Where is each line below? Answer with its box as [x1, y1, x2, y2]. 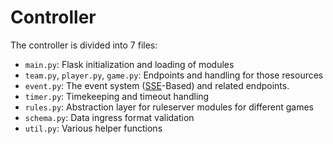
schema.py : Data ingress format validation [24, 111, 195, 123]
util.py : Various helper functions [24, 122, 163, 134]
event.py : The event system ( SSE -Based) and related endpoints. [24, 79, 290, 91]
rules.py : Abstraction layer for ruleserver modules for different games [24, 101, 314, 113]
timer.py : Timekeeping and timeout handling [24, 90, 210, 102]
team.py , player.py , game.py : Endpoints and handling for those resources [24, 69, 324, 81]
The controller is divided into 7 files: [10, 39, 158, 51]
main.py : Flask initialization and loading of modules [24, 58, 235, 70]
